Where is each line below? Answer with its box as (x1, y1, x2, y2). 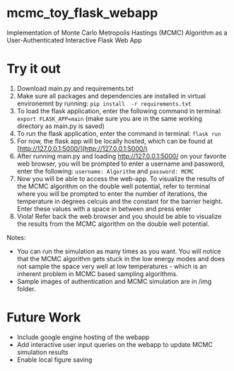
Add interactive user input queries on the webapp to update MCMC (16, 340, 213, 348)
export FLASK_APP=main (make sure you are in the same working (16, 114, 202, 122)
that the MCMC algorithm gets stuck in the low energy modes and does (16, 254, 226, 263)
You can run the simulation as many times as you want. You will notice (16, 246, 221, 256)
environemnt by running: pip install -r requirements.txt (16, 99, 192, 108)
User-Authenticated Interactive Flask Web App (6, 35, 142, 44)
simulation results (16, 348, 69, 356)
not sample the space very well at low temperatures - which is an (16, 262, 207, 270)
